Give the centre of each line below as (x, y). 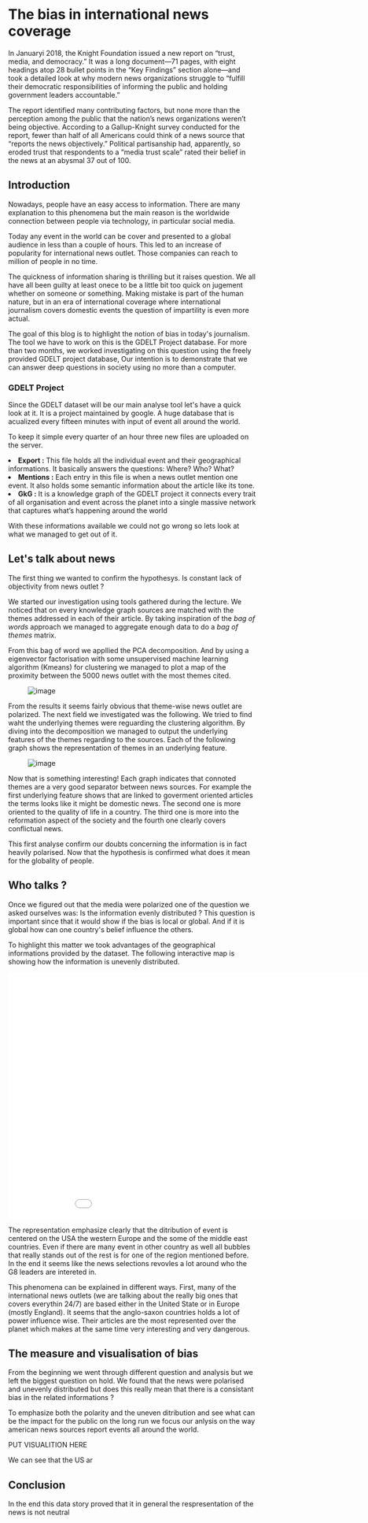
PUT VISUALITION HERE (48, 1445)
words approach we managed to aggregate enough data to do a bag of (123, 626)
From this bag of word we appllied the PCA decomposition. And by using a (129, 650)
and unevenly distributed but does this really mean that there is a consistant (131, 1389)
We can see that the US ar (50, 1460)
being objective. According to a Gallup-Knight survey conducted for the (124, 127)
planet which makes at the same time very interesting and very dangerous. (129, 1328)
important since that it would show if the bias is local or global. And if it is (127, 921)
